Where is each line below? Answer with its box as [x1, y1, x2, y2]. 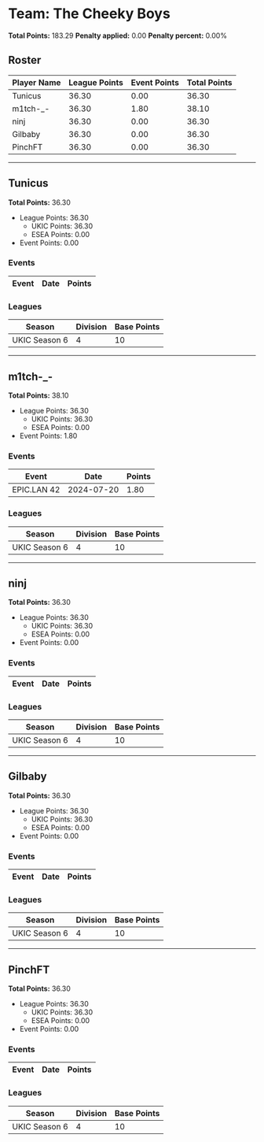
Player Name [12, 76, 61, 87]
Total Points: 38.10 [8, 391, 69, 400]
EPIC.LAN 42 [12, 484, 60, 495]
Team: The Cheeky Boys [8, 5, 170, 23]
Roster [8, 54, 42, 67]
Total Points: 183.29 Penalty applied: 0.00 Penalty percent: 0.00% [8, 31, 228, 40]
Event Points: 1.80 [19, 431, 78, 440]
